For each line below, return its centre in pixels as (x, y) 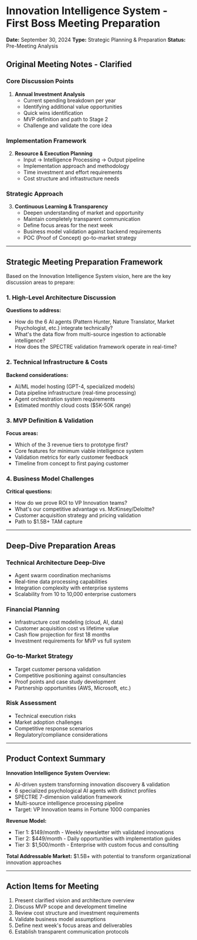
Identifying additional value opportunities (73, 107)
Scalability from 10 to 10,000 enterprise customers (75, 594)
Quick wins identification (53, 112)
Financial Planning (33, 609)
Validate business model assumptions (60, 919)
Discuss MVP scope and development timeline (71, 907)
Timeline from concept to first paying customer (72, 463)
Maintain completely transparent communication (82, 219)
